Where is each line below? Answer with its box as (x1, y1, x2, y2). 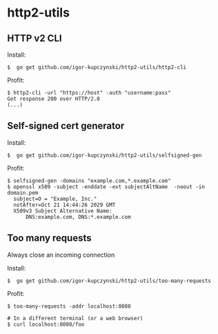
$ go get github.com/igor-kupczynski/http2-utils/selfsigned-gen (7, 152, 202, 159)
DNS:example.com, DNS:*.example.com (25, 213, 131, 220)
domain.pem (7, 189, 39, 196)
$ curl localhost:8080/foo (7, 321, 85, 328)
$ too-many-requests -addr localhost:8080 (7, 302, 131, 310)
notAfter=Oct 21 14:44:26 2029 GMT (13, 202, 116, 208)
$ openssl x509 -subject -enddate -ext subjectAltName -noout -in (7, 183, 206, 190)
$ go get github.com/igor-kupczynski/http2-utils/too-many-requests (7, 277, 212, 284)
